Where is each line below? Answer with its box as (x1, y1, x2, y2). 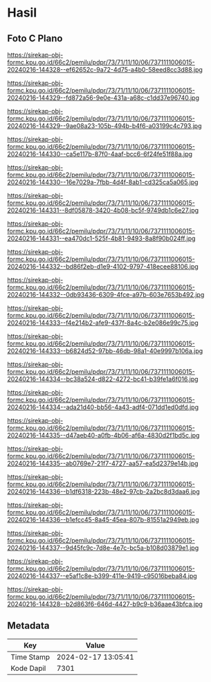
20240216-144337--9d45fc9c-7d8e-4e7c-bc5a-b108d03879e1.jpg (7, 544, 199, 552)
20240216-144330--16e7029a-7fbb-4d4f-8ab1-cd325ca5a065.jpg (7, 178, 199, 186)
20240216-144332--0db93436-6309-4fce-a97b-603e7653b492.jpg (7, 291, 205, 298)
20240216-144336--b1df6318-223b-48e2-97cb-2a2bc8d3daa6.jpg (7, 487, 200, 496)
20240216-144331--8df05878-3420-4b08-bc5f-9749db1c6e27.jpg (7, 206, 199, 214)
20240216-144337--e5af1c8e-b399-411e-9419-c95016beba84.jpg (7, 572, 197, 580)
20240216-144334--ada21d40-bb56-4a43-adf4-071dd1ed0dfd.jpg (7, 403, 199, 411)
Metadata (7, 620, 50, 631)
